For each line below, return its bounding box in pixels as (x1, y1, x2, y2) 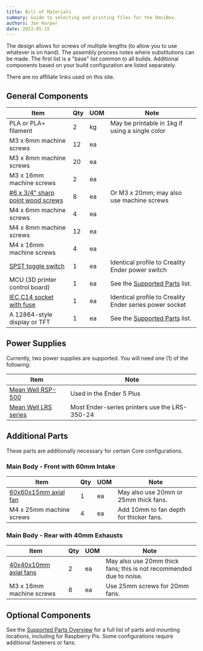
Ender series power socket (110, 301, 186, 309)
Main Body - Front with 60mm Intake (6, 462, 116, 471)
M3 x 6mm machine (9, 137, 66, 145)
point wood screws (9, 196, 63, 204)
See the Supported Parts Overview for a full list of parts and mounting (6, 626, 180, 633)
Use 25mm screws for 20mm (105, 582, 189, 590)
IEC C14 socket (9, 293, 54, 301)
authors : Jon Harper (6, 20, 59, 26)
